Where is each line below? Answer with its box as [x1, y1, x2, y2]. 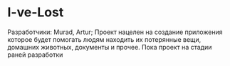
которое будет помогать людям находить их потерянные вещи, [7, 35, 202, 43]
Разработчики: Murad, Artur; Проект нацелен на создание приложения [7, 28, 223, 36]
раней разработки [7, 50, 63, 59]
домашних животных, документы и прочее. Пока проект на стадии [7, 43, 212, 51]
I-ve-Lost [7, 4, 64, 21]
